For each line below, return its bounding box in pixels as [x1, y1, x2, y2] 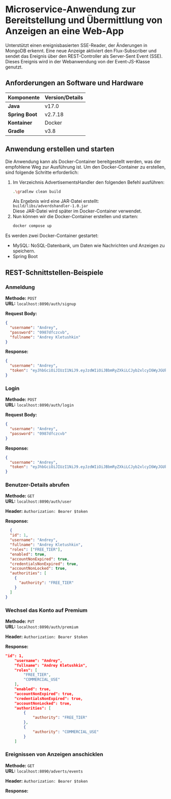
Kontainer [8, 119, 33, 126]
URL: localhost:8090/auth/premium [5, 623, 79, 629]
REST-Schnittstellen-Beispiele [5, 268, 103, 277]
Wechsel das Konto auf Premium [5, 606, 88, 614]
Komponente [8, 93, 40, 101]
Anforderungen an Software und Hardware [5, 79, 144, 87]
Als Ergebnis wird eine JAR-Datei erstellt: [12, 198, 99, 204]
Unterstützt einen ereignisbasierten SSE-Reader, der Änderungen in [5, 42, 148, 48]
